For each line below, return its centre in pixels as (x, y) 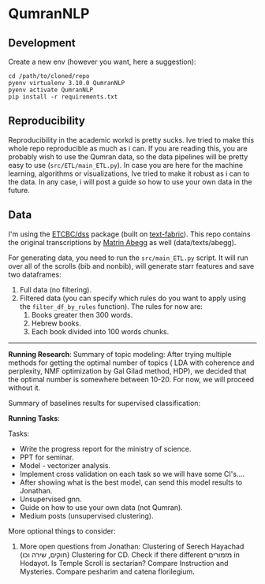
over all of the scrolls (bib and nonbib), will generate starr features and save (131, 266)
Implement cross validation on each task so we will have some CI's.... (132, 474)
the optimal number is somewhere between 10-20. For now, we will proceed (131, 379)
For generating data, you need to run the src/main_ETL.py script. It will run (128, 258)
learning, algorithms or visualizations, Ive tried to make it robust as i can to (129, 173)
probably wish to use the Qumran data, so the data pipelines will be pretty (128, 156)
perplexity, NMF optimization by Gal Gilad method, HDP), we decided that (127, 370)
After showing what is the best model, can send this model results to (131, 482)
